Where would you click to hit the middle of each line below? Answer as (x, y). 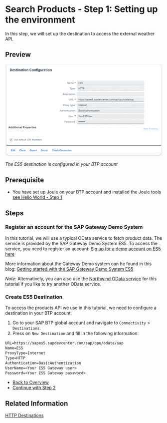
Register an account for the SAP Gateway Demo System (74, 227)
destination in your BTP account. (39, 313)
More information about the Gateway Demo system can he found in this (79, 264)
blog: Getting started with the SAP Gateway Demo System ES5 (69, 269)
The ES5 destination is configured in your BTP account (62, 164)
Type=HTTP (15, 358)
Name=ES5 (14, 348)
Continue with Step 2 (34, 388)
